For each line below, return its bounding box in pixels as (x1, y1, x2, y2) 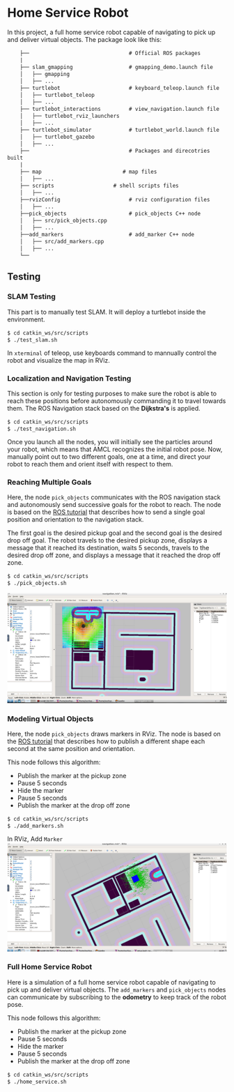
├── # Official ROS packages (19, 50, 201, 56)
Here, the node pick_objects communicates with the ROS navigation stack (7, 493, 221, 501)
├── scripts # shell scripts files (19, 182, 179, 189)
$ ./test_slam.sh (7, 336, 58, 343)
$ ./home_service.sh (7, 1078, 68, 1085)
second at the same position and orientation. (7, 744, 136, 752)
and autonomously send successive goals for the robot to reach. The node (7, 501, 221, 509)
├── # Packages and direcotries (19, 147, 210, 154)
